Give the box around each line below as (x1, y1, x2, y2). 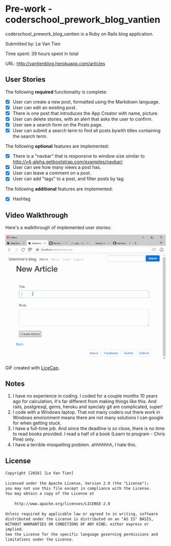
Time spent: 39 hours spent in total (5, 51, 79, 57)
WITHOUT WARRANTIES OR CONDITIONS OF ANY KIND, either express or (5, 522, 149, 527)
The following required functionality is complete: (5, 89, 108, 95)
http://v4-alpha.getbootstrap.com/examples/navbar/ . (12, 159, 124, 165)
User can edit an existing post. (12, 104, 77, 110)
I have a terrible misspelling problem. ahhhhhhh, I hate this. (12, 442, 137, 448)
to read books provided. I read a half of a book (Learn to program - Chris (12, 431, 165, 437)
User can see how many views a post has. (12, 164, 101, 170)
